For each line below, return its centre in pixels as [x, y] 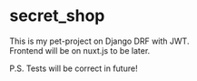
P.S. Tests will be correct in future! [74, 68]
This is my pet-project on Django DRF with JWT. [99, 41]
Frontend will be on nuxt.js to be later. [80, 50]
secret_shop [57, 16]
